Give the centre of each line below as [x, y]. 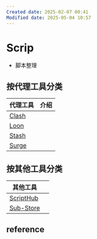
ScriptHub [24, 198]
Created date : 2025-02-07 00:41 [47, 12]
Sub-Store [25, 208]
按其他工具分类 [34, 169]
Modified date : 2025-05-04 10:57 [49, 18]
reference [25, 230]
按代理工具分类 [34, 86]
